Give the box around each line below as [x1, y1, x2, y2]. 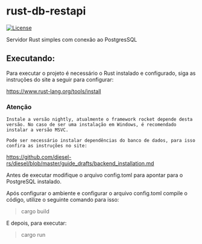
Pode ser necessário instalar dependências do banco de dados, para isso [6, 138, 196, 144]
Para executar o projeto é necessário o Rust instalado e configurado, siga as [6, 69, 196, 77]
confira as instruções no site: [6, 143, 87, 149]
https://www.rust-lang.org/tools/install [6, 88, 101, 95]
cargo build [21, 208, 49, 215]
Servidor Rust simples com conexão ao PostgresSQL [6, 36, 137, 43]
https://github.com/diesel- [6, 153, 72, 161]
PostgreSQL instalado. [6, 178, 62, 185]
